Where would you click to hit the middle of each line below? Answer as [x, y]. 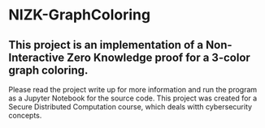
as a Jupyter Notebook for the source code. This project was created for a [133, 98]
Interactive [37, 57]
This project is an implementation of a [106, 45]
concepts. [25, 115]
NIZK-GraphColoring [80, 15]
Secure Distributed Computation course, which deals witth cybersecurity [130, 107]
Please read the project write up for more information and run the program [133, 90]
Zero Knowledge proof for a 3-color [158, 57]
